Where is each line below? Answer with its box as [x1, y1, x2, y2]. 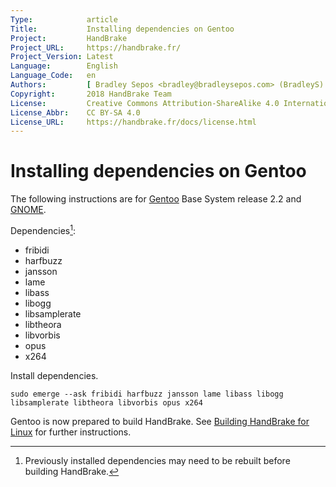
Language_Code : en [10, 71, 97, 81]
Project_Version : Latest [10, 52, 114, 62]
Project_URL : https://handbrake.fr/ [10, 42, 182, 53]
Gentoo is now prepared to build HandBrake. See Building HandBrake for [10, 415, 310, 427]
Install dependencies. [10, 369, 99, 381]
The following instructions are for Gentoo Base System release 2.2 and [10, 193, 302, 205]
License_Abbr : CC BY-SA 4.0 [10, 107, 141, 118]
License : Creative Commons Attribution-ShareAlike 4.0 [10, 98, 280, 108]
